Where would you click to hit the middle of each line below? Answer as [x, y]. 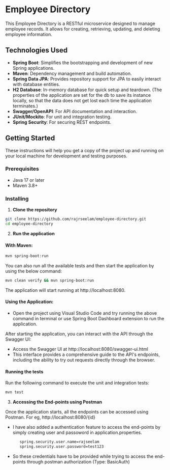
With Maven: [19, 245]
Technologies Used [36, 50]
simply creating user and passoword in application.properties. [77, 433]
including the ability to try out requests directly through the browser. [84, 360]
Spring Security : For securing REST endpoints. [62, 122]
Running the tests [24, 371]
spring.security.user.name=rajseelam [59, 442]
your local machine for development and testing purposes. [66, 156]
